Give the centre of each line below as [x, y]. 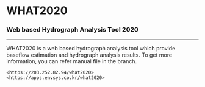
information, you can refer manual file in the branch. [72, 61]
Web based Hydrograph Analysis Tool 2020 [73, 30]
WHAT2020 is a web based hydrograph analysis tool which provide [91, 49]
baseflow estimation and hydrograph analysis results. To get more [89, 55]
